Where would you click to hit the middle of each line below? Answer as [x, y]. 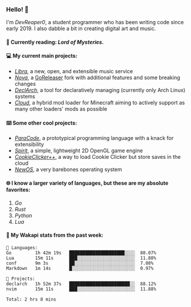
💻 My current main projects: [42, 56]
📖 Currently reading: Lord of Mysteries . [55, 42]
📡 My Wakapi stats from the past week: [55, 235]
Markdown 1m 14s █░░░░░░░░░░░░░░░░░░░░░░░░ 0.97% [80, 268]
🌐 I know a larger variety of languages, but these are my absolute [87, 183]
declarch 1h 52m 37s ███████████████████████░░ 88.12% [81, 284]
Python [23, 215]
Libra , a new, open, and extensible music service [74, 71]
